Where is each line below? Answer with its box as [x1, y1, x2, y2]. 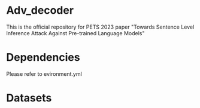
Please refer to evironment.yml [6, 70, 82, 78]
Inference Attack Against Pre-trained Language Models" [6, 29, 145, 36]
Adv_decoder [6, 4, 74, 17]
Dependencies [6, 51, 80, 64]
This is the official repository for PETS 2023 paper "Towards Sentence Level [6, 23, 195, 30]
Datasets [6, 91, 52, 105]
